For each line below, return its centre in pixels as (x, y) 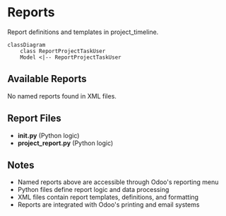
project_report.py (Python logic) (65, 143)
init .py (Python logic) (48, 135)
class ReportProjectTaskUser (63, 51)
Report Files (34, 119)
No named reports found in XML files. (62, 96)
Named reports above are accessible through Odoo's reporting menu (118, 182)
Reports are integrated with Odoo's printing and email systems (108, 205)
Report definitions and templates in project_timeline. (83, 32)
